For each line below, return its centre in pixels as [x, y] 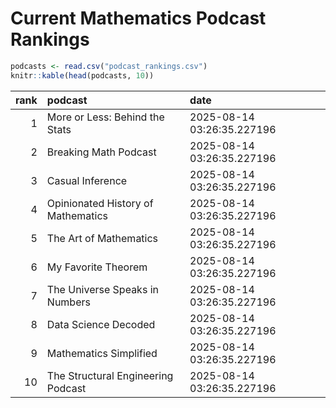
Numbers [68, 302]
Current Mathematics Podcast [138, 18]
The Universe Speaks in [102, 289]
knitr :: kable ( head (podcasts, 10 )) [82, 75]
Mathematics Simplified [102, 353]
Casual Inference [87, 180]
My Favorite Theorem [97, 267]
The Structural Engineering [110, 375]
